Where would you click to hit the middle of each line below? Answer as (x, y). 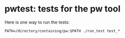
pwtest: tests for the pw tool (62, 9)
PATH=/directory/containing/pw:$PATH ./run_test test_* (62, 31)
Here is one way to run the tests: (37, 22)
